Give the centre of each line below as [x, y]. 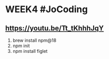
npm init [21, 46]
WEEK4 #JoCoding [47, 9]
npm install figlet [30, 51]
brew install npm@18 [34, 40]
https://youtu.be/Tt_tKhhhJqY [54, 28]
